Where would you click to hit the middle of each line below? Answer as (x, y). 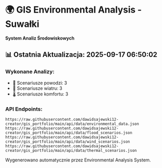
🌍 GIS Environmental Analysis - (73, 10)
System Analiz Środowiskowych (40, 38)
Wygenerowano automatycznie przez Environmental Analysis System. (78, 160)
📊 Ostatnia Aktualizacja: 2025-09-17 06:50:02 (82, 55)
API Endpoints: (24, 109)
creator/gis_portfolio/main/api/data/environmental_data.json (72, 124)
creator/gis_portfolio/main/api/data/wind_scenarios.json (68, 142)
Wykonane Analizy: (30, 72)
